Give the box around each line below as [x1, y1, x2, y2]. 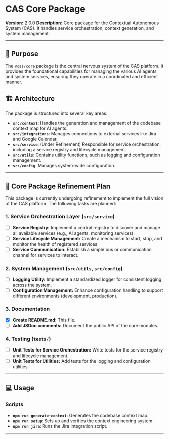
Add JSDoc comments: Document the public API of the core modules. [12, 322, 159, 328]
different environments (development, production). [12, 293, 118, 299]
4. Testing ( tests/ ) [5, 335, 51, 342]
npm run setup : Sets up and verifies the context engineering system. [12, 418, 154, 424]
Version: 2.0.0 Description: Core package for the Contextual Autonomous [5, 20, 159, 26]
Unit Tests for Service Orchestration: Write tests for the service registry [12, 347, 163, 353]
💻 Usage [5, 383, 34, 392]
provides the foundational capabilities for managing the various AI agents [5, 68, 157, 74]
